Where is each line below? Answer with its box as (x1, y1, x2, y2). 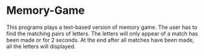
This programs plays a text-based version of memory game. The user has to (6, 23, 198, 31)
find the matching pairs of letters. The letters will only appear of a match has (6, 30, 199, 37)
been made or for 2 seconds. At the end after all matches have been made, (6, 36, 195, 43)
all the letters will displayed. (6, 43, 76, 50)
